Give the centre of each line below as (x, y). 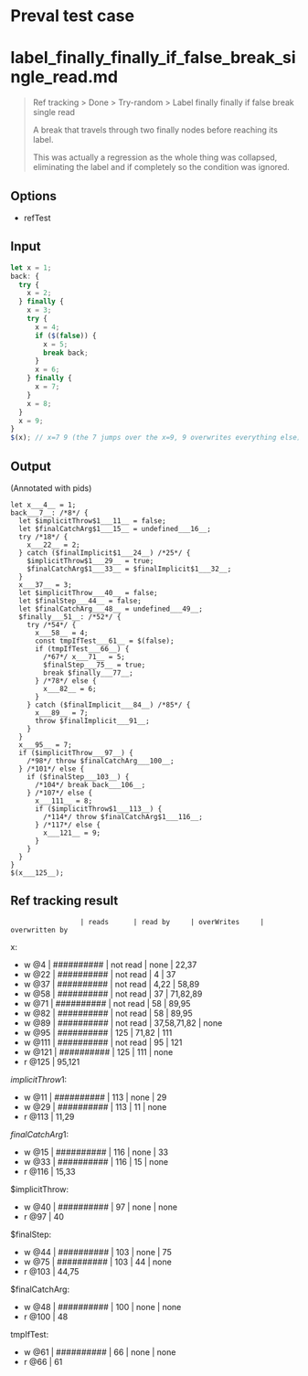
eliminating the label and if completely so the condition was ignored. (161, 167)
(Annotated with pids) (51, 488)
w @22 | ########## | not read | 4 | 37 (100, 974)
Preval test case (73, 16)
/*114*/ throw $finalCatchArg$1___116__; (123, 816)
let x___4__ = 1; (43, 505)
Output (31, 466)
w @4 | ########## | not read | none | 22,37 (110, 965)
